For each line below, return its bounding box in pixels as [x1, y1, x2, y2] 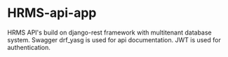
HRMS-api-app [7, 5, 97, 21]
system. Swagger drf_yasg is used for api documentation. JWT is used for [7, 35, 221, 44]
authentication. [7, 43, 51, 51]
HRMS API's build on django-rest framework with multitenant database [7, 28, 212, 37]
